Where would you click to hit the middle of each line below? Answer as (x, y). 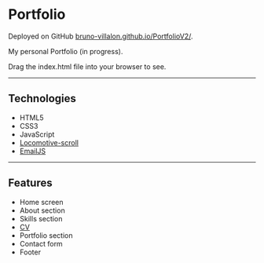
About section (42, 210)
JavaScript (37, 134)
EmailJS (33, 151)
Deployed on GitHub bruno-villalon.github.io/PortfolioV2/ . (101, 36)
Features (30, 183)
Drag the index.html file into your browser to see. (87, 66)
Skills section (41, 218)
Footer (30, 252)
